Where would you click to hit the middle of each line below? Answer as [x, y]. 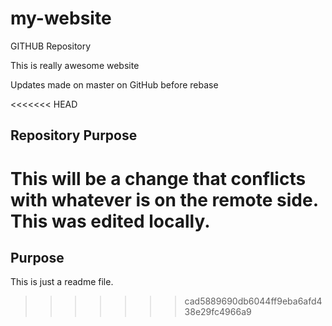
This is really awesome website [75, 65]
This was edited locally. [110, 221]
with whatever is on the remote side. [164, 199]
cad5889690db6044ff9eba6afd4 [253, 301]
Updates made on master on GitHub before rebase [114, 84]
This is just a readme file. [62, 282]
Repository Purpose [74, 135]
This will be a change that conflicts [158, 178]
